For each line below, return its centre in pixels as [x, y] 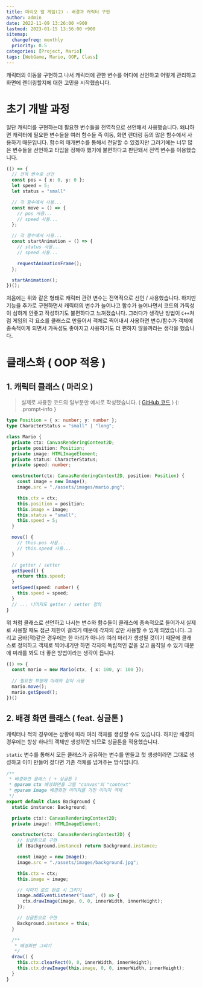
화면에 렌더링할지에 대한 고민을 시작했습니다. [59, 82]
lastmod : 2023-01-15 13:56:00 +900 [51, 29]
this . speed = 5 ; [38, 521]
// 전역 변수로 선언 [33, 174]
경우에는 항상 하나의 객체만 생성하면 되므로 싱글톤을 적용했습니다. [83, 742]
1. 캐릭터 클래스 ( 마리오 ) [50, 387]
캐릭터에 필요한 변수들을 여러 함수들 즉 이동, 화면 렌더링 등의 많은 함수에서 [99, 134]
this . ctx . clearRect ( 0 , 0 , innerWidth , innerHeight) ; [85, 963]
